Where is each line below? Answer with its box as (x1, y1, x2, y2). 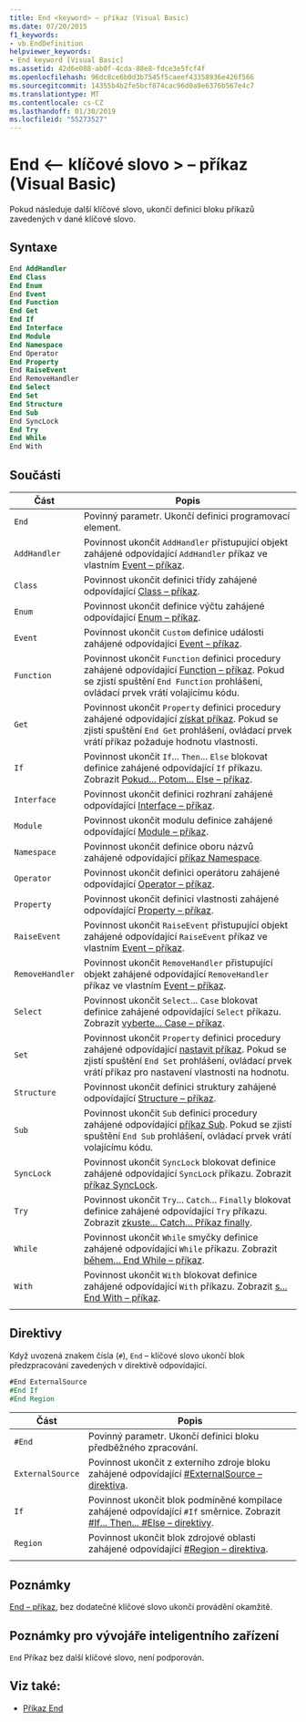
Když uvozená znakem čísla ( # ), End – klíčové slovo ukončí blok (9, 1350, 245, 1361)
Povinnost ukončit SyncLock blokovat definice (83, 1155, 276, 1168)
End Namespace (9, 340, 64, 349)
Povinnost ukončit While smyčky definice (83, 1231, 259, 1243)
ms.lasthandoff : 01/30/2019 (9, 107, 117, 116)
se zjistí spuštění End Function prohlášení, (83, 675, 263, 687)
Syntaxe (9, 240, 57, 255)
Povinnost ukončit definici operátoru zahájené (83, 866, 280, 879)
